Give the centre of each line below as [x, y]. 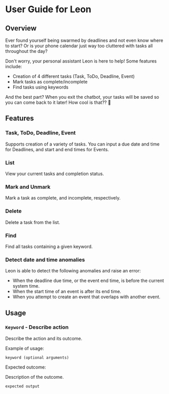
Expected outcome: [26, 367]
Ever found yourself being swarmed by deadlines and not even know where [84, 40]
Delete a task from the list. [33, 222]
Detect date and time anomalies [45, 260]
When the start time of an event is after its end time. [67, 292]
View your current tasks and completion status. [55, 174]
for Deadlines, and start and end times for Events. [57, 149]
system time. [26, 286]
